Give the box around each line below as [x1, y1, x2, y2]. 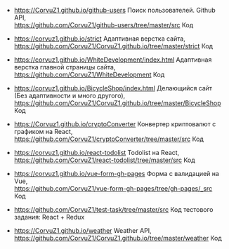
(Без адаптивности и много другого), [13, 91, 126, 100]
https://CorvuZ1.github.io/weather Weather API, [13, 227, 152, 234]
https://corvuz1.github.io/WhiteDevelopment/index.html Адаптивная [13, 55, 212, 64]
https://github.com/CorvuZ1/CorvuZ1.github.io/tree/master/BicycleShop [13, 99, 221, 107]
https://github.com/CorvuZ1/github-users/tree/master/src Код [13, 21, 194, 29]
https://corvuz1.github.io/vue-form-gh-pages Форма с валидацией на [13, 170, 220, 177]
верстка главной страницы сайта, [13, 63, 116, 71]
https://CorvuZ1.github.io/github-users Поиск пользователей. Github [13, 6, 216, 14]
